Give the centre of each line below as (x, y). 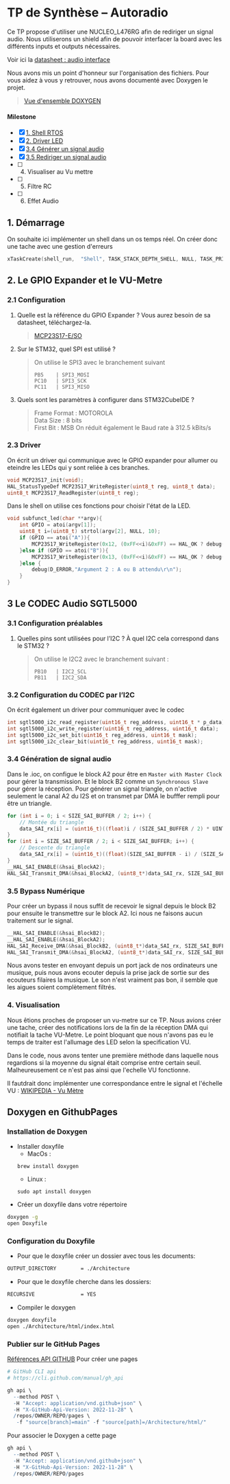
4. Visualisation (34, 1005)
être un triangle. (30, 803)
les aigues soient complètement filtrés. (62, 987)
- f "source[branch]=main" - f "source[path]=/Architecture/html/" (111, 1423)
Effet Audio (43, 201)
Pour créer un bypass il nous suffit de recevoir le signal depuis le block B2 (112, 906)
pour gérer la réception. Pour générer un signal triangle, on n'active (102, 789)
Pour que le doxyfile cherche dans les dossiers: (84, 1282)
